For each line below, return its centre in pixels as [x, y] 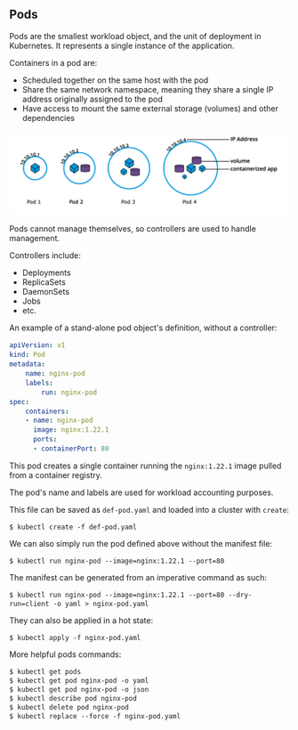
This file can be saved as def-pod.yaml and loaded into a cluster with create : [149, 509]
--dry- [240, 595]
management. [35, 239]
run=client [29, 604]
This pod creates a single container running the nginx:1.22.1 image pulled [145, 466]
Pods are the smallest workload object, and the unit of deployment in [135, 36]
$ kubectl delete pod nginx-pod [69, 707]
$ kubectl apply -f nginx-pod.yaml [75, 637]
